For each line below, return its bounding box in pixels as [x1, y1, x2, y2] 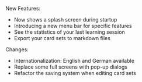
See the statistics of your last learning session [13, 28, 125, 35]
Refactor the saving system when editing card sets [13, 70, 137, 76]
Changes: [5, 46, 29, 53]
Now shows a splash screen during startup [13, 16, 117, 23]
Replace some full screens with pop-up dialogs [13, 63, 128, 70]
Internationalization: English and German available [13, 58, 135, 64]
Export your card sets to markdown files [13, 35, 110, 41]
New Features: [5, 5, 41, 12]
